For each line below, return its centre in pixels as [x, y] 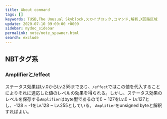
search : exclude [22, 38]
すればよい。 [18, 111]
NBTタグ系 [22, 59]
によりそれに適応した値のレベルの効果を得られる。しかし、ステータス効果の [84, 92]
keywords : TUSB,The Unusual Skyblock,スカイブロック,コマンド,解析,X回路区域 [82, 19]
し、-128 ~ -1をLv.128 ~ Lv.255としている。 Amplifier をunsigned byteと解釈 [83, 105]
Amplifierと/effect [28, 74]
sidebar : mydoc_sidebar [30, 28]
